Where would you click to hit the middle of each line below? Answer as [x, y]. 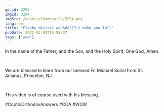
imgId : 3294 [17, 14]
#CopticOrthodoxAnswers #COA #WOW [46, 104]
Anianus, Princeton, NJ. [29, 75]
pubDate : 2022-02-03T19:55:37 [36, 33]
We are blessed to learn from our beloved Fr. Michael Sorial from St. [74, 70]
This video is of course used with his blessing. [52, 95]
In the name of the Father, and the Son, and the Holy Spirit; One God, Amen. [82, 51]
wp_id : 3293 [17, 10]
